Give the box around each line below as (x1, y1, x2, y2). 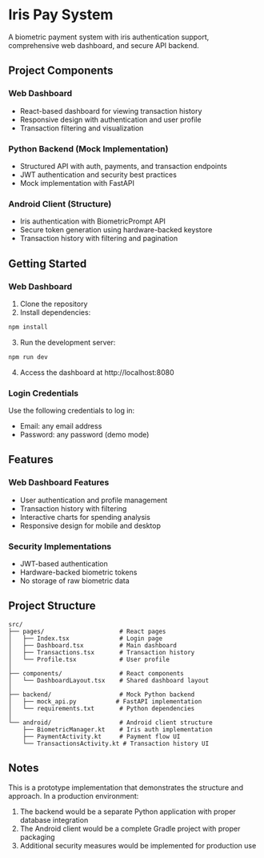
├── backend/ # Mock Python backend (8, 691, 195, 699)
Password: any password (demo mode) (19, 429, 150, 439)
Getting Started (8, 256, 87, 270)
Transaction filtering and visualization (19, 123, 144, 133)
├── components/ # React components (8, 669, 184, 678)
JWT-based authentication (19, 558, 108, 568)
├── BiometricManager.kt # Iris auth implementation (22, 725, 214, 734)
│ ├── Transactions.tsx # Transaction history (8, 648, 195, 656)
